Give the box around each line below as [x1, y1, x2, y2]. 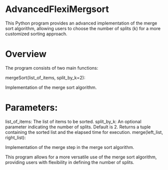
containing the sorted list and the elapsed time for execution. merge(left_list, [5, 129, 163, 135]
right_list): [5, 134, 26, 140]
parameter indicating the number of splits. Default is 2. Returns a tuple [5, 124, 151, 130]
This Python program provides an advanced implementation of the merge [5, 20, 157, 26]
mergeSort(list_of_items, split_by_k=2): [5, 74, 86, 81]
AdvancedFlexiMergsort [5, 4, 109, 15]
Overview [5, 49, 47, 60]
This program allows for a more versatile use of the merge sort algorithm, [5, 154, 157, 160]
